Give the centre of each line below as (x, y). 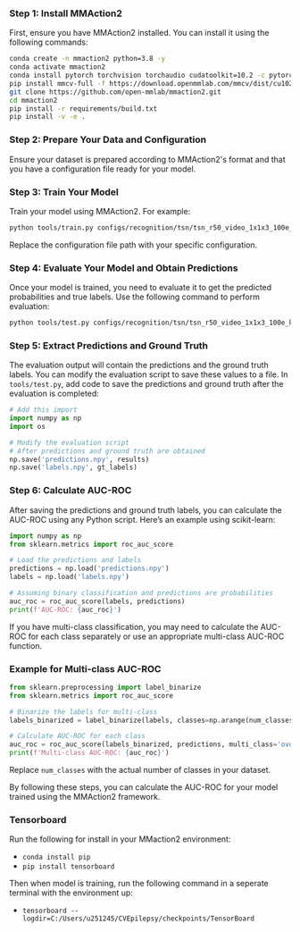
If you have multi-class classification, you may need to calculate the (134, 626)
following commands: (49, 42)
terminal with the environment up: (71, 893)
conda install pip (56, 857)
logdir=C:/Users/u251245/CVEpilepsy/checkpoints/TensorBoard (138, 919)
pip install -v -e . (48, 117)
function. (26, 645)
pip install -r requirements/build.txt (83, 109)
